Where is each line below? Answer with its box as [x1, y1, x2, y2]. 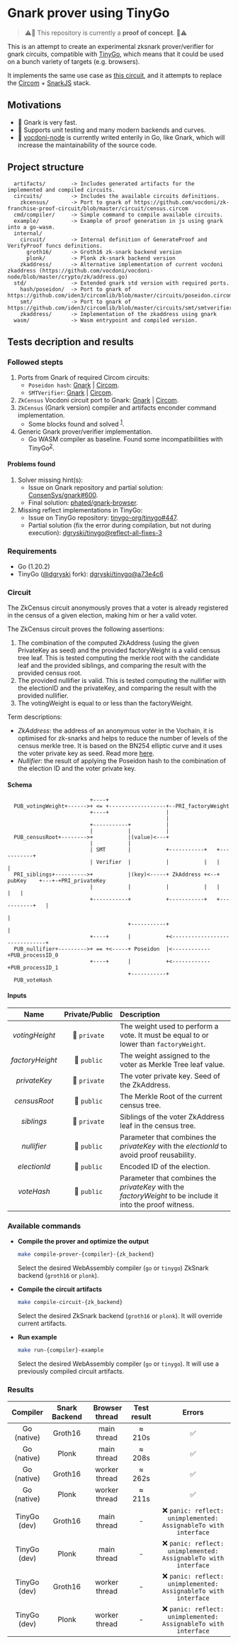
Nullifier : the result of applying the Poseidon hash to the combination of [17, 757, 227, 765]
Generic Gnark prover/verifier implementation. [17, 427, 152, 436]
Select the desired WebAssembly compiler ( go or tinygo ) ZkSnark [17, 1264, 209, 1272]
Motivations [7, 99, 62, 111]
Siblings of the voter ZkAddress [120, 1112, 225, 1122]
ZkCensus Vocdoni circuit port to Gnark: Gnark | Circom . [17, 396, 179, 405]
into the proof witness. [120, 1200, 195, 1210]
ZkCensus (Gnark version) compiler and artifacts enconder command [17, 403, 217, 412]
